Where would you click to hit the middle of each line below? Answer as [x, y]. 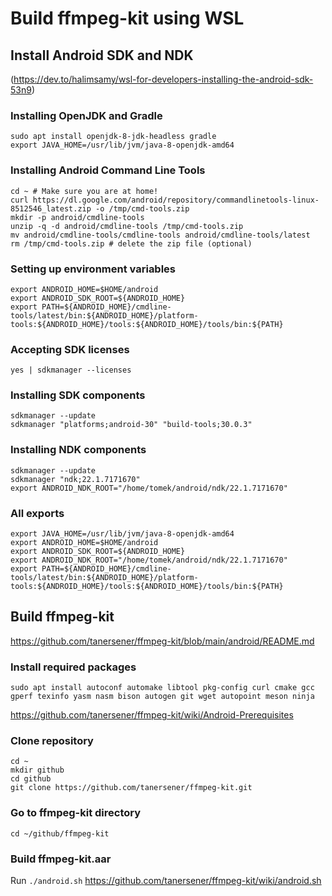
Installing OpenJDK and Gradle [86, 115]
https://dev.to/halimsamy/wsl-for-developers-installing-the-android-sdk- [163, 79]
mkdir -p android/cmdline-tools [77, 217]
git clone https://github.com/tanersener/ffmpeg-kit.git [131, 788]
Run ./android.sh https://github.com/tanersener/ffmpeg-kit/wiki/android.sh [166, 881]
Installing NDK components [78, 450]
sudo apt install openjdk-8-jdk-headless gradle [113, 137]
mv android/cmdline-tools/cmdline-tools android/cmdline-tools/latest [160, 235]
